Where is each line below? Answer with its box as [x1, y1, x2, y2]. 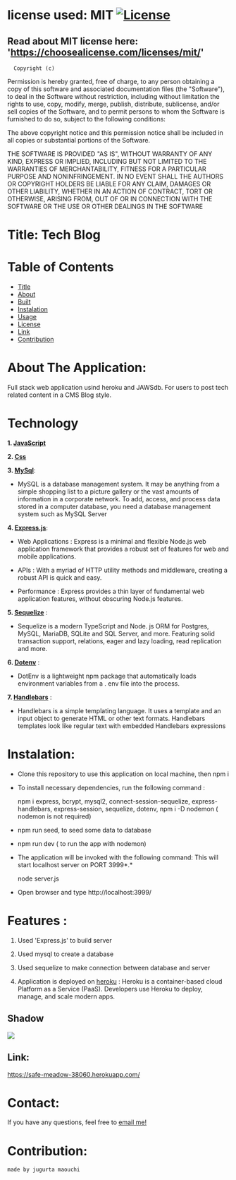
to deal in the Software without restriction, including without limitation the [7, 93, 220, 100]
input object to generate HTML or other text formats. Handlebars [17, 714, 206, 722]
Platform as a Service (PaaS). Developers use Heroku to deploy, [17, 984, 203, 993]
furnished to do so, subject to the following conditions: [7, 115, 166, 123]
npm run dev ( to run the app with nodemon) [17, 839, 147, 847]
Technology [7, 415, 79, 431]
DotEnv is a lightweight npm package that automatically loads [17, 672, 197, 680]
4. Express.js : [7, 523, 48, 532]
